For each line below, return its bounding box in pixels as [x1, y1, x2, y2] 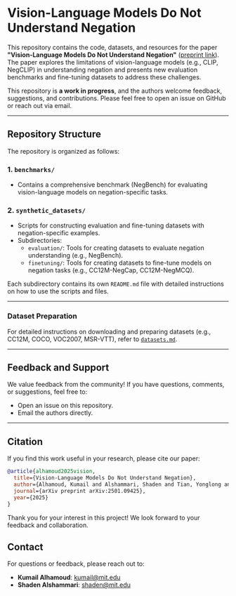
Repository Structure [7, 128, 102, 140]
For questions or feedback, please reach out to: [7, 559, 145, 568]
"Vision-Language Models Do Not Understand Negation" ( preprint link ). [7, 51, 220, 59]
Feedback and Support [7, 362, 110, 373]
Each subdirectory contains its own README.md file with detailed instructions [7, 279, 225, 289]
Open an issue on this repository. [17, 402, 114, 410]
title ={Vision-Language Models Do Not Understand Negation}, [13, 475, 197, 482]
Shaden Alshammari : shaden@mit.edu [17, 581, 131, 589]
